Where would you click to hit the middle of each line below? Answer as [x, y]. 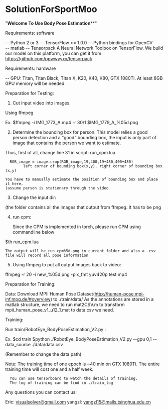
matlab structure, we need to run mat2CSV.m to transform [65, 304]
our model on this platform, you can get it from [53, 53]
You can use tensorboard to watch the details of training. [74, 378]
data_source [18, 344]
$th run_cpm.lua [22, 242]
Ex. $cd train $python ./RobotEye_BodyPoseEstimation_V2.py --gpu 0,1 [78, 339]
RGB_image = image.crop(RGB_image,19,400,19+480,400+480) [72, 162]
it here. [14, 184]
